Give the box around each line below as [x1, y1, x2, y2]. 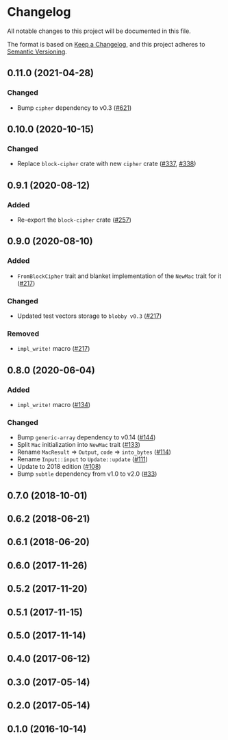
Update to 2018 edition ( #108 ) [16, 463, 101, 471]
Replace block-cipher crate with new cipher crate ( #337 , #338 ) [16, 159, 197, 168]
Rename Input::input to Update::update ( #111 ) [16, 455, 149, 463]
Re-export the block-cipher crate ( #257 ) [16, 216, 131, 224]
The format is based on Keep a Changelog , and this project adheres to [7, 40, 205, 48]
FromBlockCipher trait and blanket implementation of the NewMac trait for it [16, 272, 222, 280]
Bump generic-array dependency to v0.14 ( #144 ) [16, 433, 156, 441]
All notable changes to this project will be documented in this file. [7, 27, 192, 35]
